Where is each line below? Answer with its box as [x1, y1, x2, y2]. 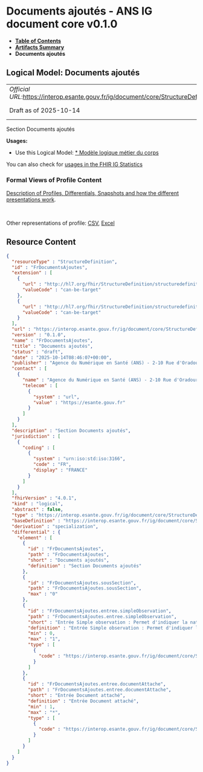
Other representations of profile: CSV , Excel [6, 219, 115, 227]
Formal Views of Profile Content [6, 176, 102, 184]
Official [9, 85, 30, 93]
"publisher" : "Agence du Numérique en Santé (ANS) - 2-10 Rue [11, 360, 174, 366]
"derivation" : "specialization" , [11, 523, 98, 530]
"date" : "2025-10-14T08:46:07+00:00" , [11, 354, 112, 361]
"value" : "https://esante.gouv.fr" [33, 399, 126, 405]
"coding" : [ [22, 444, 56, 451]
